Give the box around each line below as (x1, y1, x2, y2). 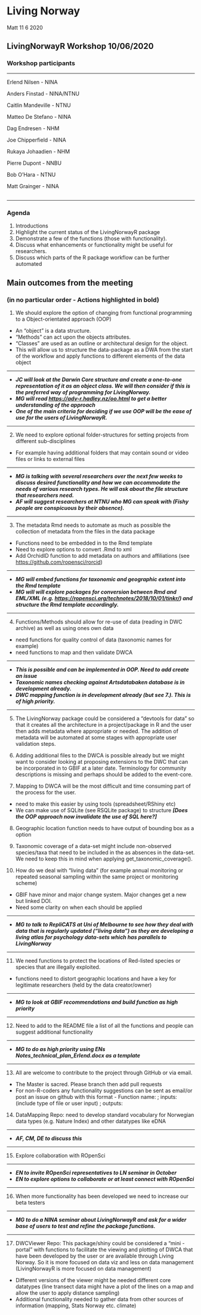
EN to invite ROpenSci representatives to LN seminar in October (15, 1169, 177, 1176)
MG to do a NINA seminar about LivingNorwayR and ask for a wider (15, 1216, 187, 1223)
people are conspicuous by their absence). (15, 505, 125, 511)
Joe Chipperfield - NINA (7, 136, 66, 143)
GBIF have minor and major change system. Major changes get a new (15, 891, 187, 898)
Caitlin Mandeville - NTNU (7, 102, 71, 109)
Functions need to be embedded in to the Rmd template (15, 539, 153, 546)
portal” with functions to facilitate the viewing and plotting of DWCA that (15, 1246, 193, 1253)
